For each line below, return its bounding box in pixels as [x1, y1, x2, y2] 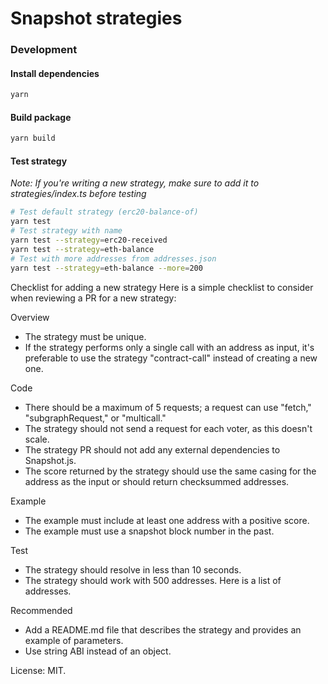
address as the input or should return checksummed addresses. [24, 475, 290, 487]
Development [10, 43, 78, 57]
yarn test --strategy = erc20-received [10, 235, 168, 246]
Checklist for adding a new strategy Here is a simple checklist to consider [10, 281, 314, 293]
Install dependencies [10, 67, 100, 79]
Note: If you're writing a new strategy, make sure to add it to [10, 177, 260, 189]
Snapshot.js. [24, 454, 77, 466]
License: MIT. [10, 664, 67, 676]
